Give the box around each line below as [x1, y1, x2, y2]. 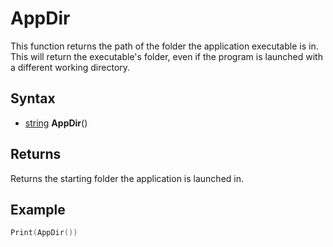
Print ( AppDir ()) [10, 228, 78, 238]
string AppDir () [24, 117, 88, 129]
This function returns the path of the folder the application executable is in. [10, 40, 319, 52]
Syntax [10, 90, 56, 107]
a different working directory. [10, 61, 131, 73]
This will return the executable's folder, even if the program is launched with [10, 50, 323, 62]
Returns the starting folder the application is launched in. [10, 172, 245, 184]
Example [10, 201, 66, 218]
